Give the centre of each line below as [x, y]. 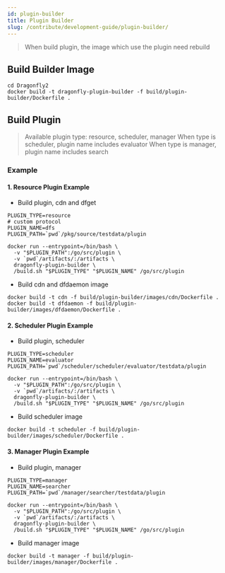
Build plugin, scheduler [51, 341]
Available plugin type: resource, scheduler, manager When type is [120, 137]
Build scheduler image [50, 417]
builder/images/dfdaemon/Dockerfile [61, 310]
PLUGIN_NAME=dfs [31, 228]
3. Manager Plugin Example [48, 451]
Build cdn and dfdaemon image [63, 284]
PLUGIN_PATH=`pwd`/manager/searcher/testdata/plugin [86, 492]
